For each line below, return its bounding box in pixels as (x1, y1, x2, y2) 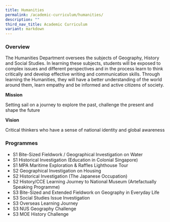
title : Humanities (5, 7, 44, 13)
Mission (5, 92, 23, 98)
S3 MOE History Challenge (12, 211, 69, 217)
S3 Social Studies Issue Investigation (12, 194, 90, 201)
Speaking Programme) (12, 184, 60, 190)
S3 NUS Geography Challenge (12, 205, 76, 212)
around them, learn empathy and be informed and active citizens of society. (5, 82, 164, 88)
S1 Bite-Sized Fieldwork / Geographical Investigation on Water (12, 151, 143, 157)
